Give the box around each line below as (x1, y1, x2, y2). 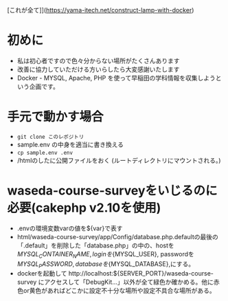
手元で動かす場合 (7, 109, 104, 125)
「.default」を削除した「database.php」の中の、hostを (16, 241, 175, 249)
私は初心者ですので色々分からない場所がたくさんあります (16, 56, 180, 65)
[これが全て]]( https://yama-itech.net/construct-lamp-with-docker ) (7, 6, 194, 14)
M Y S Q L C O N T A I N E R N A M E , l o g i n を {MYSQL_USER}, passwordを (16, 249, 194, 260)
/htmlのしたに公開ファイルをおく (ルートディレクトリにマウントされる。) (16, 156, 221, 164)
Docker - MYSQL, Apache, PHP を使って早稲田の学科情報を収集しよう (16, 74, 216, 82)
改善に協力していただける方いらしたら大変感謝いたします (16, 65, 180, 74)
